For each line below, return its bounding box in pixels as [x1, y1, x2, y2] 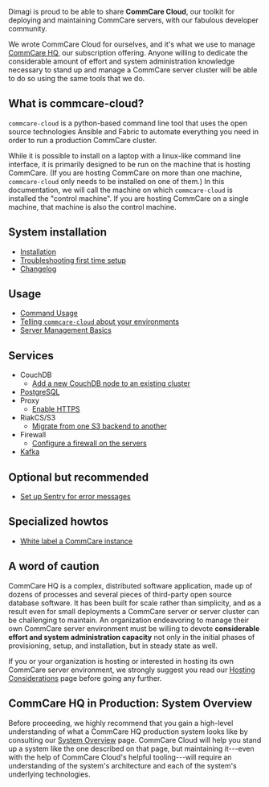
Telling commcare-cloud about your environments [19, 317, 179, 326]
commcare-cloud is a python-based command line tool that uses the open [8, 118, 247, 128]
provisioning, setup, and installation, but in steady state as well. [8, 641, 218, 650]
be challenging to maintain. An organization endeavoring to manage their [8, 615, 250, 625]
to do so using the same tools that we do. [8, 74, 145, 83]
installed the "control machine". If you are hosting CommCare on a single [8, 193, 249, 203]
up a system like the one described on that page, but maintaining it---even [8, 744, 255, 753]
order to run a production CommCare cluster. [8, 135, 157, 145]
